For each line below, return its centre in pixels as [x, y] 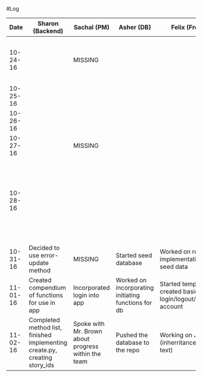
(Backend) [48, 31]
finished [41, 335]
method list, [45, 327]
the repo [128, 350]
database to [133, 342]
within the [87, 354]
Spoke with [89, 324]
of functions [46, 295]
